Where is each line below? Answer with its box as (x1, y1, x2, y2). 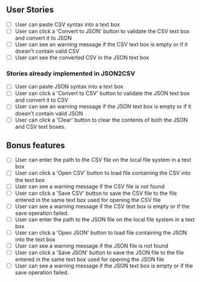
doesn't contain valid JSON (14, 109, 83, 117)
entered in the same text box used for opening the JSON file (14, 256, 164, 263)
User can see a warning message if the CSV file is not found (14, 183, 165, 190)
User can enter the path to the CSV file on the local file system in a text (14, 156, 192, 164)
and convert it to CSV (14, 96, 69, 104)
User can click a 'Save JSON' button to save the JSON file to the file (14, 249, 184, 256)
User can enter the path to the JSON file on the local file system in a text (14, 216, 195, 223)
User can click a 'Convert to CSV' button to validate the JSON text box (14, 90, 190, 97)
